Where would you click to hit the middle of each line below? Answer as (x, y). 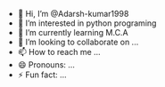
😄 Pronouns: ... (46, 65)
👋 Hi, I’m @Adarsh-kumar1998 (73, 14)
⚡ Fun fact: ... (42, 75)
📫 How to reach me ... (59, 52)
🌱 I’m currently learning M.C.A (73, 32)
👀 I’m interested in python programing (87, 23)
